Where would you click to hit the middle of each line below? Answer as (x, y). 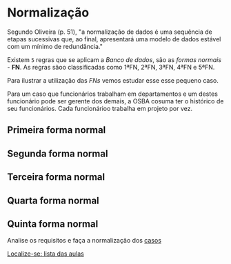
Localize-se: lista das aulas (46, 254)
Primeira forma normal (57, 130)
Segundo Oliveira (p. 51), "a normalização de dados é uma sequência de (110, 32)
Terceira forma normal (56, 177)
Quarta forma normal (53, 200)
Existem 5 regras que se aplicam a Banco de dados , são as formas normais (114, 59)
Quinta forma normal (53, 224)
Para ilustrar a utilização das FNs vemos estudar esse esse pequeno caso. (113, 80)
